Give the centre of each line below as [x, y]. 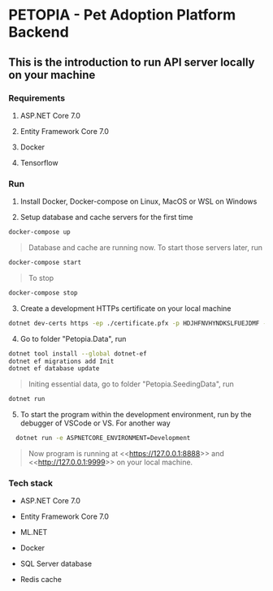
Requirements [37, 97]
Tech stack [30, 483]
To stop [41, 278]
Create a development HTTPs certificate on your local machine [126, 308]
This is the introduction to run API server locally [132, 62]
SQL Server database [56, 564]
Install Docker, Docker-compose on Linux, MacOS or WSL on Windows [139, 201]
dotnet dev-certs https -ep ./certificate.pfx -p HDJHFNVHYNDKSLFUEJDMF [134, 323]
